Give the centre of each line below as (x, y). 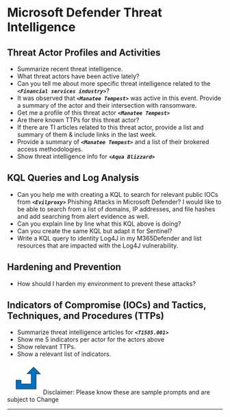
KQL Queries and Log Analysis (73, 178)
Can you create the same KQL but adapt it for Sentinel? (94, 230)
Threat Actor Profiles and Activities (84, 52)
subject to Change (33, 400)
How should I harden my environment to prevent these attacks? (106, 283)
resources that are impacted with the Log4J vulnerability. (98, 246)
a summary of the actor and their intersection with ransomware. (107, 105)
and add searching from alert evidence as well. (83, 216)
